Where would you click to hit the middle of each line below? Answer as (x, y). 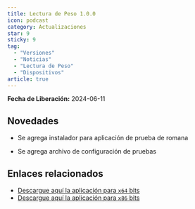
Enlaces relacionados (55, 174)
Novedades (33, 121)
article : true (28, 79)
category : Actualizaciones (47, 27)
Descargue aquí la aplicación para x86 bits (78, 198)
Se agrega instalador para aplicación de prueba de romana (103, 138)
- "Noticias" (33, 60)
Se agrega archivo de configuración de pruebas (87, 151)
